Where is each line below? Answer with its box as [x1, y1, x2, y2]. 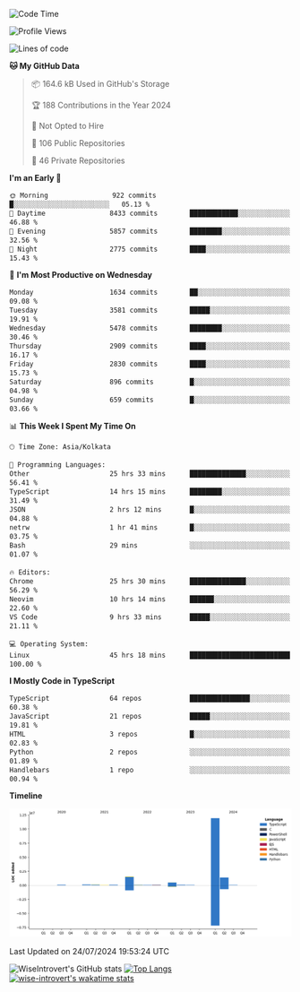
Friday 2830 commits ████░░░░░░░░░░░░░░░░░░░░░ [9, 359, 291, 368]
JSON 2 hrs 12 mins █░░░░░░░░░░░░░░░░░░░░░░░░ [9, 505, 291, 514]
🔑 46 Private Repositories [30, 155, 125, 166]
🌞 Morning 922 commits [9, 191, 157, 200]
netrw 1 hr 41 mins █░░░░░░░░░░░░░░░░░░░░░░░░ [9, 523, 291, 532]
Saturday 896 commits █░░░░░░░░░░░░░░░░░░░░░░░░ [9, 377, 291, 386]
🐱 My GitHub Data [9, 61, 81, 71]
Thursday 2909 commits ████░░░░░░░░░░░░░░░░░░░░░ [9, 341, 291, 350]
